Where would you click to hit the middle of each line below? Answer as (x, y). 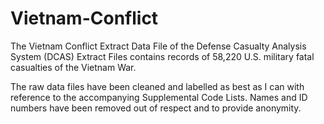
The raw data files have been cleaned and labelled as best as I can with (157, 86)
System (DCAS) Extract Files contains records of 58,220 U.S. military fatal (162, 56)
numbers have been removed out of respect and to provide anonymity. (156, 108)
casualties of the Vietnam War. (73, 67)
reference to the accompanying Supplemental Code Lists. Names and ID (159, 97)
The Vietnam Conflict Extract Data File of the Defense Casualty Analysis (158, 46)
